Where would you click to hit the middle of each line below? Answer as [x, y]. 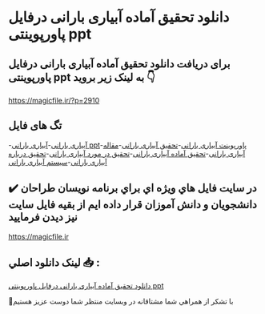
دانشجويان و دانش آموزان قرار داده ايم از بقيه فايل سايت [133, 205]
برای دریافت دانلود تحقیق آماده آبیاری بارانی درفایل [119, 64]
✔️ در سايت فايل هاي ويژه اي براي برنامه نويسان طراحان [133, 188]
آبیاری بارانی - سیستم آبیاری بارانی [58, 162]
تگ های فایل [35, 125]
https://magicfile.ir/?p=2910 [54, 101]
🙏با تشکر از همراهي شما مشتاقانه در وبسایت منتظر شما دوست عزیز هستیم [121, 301]
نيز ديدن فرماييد [43, 217]
